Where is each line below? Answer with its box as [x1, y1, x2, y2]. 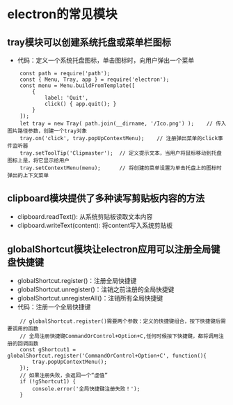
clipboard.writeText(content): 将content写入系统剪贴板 [17, 221, 173, 229]
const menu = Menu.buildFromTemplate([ [19, 82, 136, 89]
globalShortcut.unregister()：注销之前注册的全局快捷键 [17, 285, 175, 293]
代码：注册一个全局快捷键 [17, 303, 91, 311]
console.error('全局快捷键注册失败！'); [32, 385, 140, 392]
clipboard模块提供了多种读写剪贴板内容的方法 [7, 192, 205, 204]
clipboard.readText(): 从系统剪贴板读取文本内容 [17, 212, 153, 220]
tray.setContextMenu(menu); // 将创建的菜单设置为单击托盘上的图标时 [19, 165, 223, 171]
